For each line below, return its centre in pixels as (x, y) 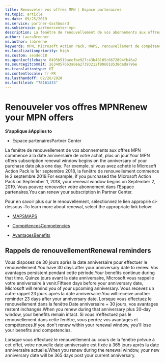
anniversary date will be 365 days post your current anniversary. (70, 355)
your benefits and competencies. (39, 330)
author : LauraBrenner (27, 37)
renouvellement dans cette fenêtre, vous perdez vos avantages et (72, 320)
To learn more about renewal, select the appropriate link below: (88, 206)
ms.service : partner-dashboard (37, 23)
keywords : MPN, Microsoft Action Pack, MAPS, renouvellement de (72, 46)
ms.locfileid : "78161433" (31, 83)
